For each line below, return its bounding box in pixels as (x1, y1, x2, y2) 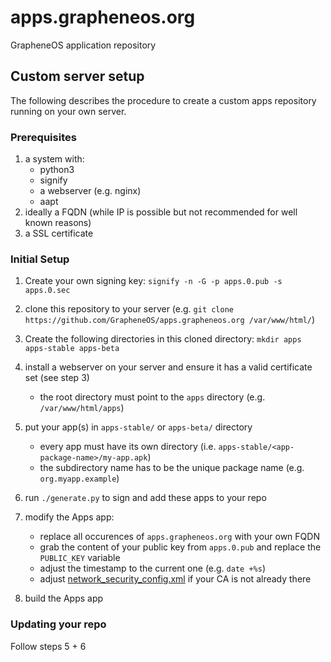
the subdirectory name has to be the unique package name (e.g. (39, 462, 305, 474)
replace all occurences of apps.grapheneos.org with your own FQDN (39, 531, 320, 543)
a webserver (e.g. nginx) (39, 185, 142, 197)
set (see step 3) (24, 372, 90, 384)
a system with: (24, 153, 85, 165)
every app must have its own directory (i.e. (39, 441, 217, 453)
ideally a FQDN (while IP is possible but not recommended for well (24, 206, 298, 218)
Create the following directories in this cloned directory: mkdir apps (24, 333, 302, 345)
